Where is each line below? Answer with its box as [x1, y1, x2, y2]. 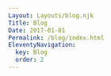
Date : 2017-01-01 [8, 26, 66, 34]
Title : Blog [8, 19, 48, 27]
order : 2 [15, 56, 44, 64]
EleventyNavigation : [8, 41, 77, 49]
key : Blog [15, 48, 48, 56]
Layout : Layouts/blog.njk [8, 11, 94, 20]
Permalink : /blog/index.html [8, 33, 105, 42]
